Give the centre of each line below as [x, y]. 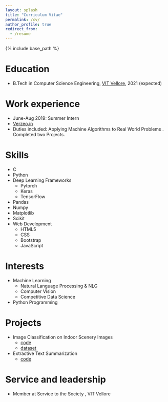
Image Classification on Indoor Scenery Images [63, 337]
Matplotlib [23, 213]
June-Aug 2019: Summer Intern [46, 118]
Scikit [18, 218]
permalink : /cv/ [23, 19]
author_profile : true [28, 24]
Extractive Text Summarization [45, 353]
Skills [17, 155]
